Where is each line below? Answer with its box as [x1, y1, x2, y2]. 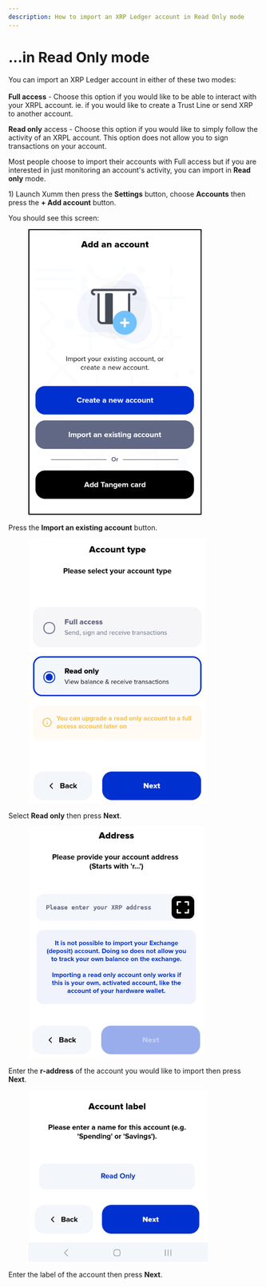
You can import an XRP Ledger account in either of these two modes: [8, 74, 236, 84]
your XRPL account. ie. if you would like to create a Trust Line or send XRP [8, 100, 253, 109]
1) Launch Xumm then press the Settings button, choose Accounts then [8, 189, 246, 199]
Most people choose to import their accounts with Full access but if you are [8, 157, 257, 166]
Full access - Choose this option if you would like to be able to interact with [8, 92, 257, 101]
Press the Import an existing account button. [8, 522, 158, 532]
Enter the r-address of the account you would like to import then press [8, 1066, 241, 1075]
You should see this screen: [8, 213, 100, 223]
